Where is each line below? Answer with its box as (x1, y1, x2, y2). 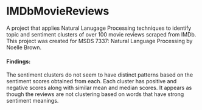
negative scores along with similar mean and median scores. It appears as (6, 84, 192, 92)
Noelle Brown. (6, 44, 42, 51)
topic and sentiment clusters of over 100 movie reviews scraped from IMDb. (6, 30, 197, 38)
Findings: (6, 58, 31, 65)
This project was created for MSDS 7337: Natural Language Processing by (6, 37, 193, 44)
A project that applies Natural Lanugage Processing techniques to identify (6, 24, 192, 32)
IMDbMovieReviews (6, 4, 110, 18)
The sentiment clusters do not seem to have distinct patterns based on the (6, 71, 193, 78)
